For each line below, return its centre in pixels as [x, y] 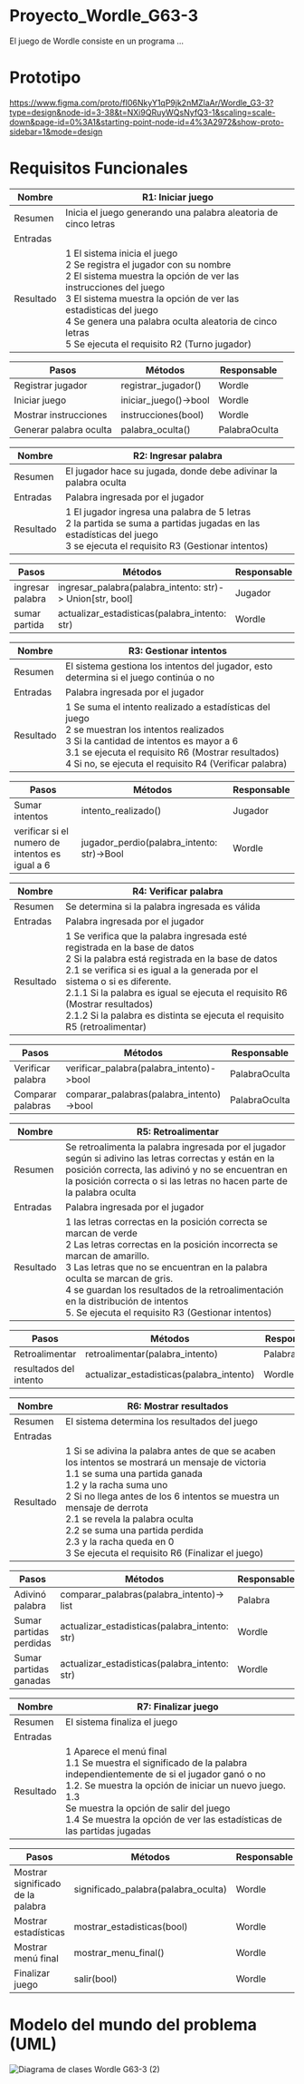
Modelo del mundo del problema [133, 2025]
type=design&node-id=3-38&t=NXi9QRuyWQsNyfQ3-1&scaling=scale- [142, 112]
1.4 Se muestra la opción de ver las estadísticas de [174, 1819]
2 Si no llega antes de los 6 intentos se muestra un [172, 1496]
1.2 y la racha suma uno [117, 1484]
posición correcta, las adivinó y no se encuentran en [176, 1169]
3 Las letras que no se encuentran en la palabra [167, 1267]
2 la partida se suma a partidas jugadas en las [163, 523]
